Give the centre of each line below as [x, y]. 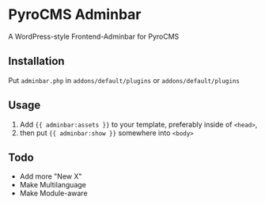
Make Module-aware [54, 193]
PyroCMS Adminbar [75, 15]
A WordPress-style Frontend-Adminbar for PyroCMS [94, 36]
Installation [36, 61]
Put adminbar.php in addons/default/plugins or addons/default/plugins [124, 80]
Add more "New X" [51, 176]
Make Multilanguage [53, 185]
